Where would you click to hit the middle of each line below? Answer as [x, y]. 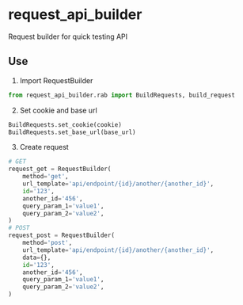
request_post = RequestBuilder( [61, 235]
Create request [44, 147]
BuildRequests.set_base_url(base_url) [72, 132]
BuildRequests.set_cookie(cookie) [65, 124]
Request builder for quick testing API [68, 36]
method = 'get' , [46, 177]
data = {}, [37, 257]
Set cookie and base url [58, 110]
